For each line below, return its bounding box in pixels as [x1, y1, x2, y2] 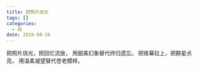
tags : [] [6, 15, 29, 21]
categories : [6, 20, 37, 26]
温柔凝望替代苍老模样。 [23, 57, 83, 64]
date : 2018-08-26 [6, 32, 51, 38]
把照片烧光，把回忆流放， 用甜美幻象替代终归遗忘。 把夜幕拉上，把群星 [6, 50, 187, 57]
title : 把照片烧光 [6, 9, 49, 15]
